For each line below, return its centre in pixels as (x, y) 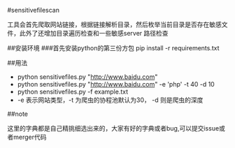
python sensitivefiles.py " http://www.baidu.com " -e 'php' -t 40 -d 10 (116, 84)
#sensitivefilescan (33, 10)
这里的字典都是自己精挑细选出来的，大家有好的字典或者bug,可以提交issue (113, 128)
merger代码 (30, 137)
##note (18, 114)
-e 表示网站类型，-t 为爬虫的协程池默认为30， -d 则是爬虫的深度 (110, 100)
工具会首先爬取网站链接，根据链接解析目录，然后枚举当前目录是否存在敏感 (114, 24)
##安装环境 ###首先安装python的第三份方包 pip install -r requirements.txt (113, 48)
